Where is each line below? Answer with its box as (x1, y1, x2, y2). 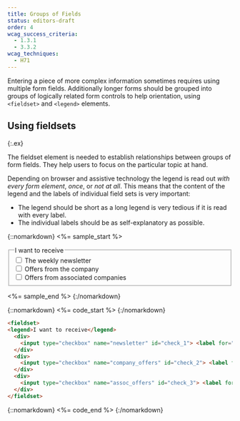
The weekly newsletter (24, 256, 91, 265)
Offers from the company (24, 265, 99, 273)
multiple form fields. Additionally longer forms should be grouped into (7, 83, 212, 93)
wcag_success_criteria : (7, 30, 79, 38)
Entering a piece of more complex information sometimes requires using (7, 76, 220, 85)
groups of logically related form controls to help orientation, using (7, 91, 201, 100)
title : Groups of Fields (7, 10, 81, 18)
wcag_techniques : (7, 51, 59, 58)
